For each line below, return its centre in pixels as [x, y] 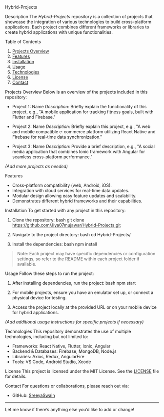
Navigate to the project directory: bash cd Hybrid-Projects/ [71, 234]
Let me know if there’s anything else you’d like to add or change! [70, 409]
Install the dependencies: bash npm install [54, 244]
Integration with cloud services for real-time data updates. [71, 190]
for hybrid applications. [35, 312]
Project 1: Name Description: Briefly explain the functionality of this [79, 107]
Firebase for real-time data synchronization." [57, 137]
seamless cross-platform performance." [52, 157]
